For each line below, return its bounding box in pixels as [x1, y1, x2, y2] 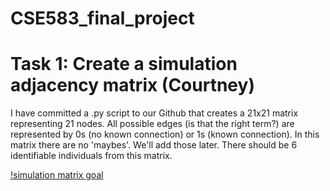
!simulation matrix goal [10, 169, 104, 181]
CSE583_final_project [10, 7, 195, 30]
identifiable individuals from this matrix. [10, 150, 173, 162]
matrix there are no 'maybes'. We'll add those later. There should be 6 [10, 139, 298, 151]
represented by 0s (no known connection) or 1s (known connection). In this [10, 128, 320, 141]
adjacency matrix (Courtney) [10, 74, 255, 97]
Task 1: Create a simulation [10, 53, 238, 76]
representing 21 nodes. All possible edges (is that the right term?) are [10, 118, 295, 130]
